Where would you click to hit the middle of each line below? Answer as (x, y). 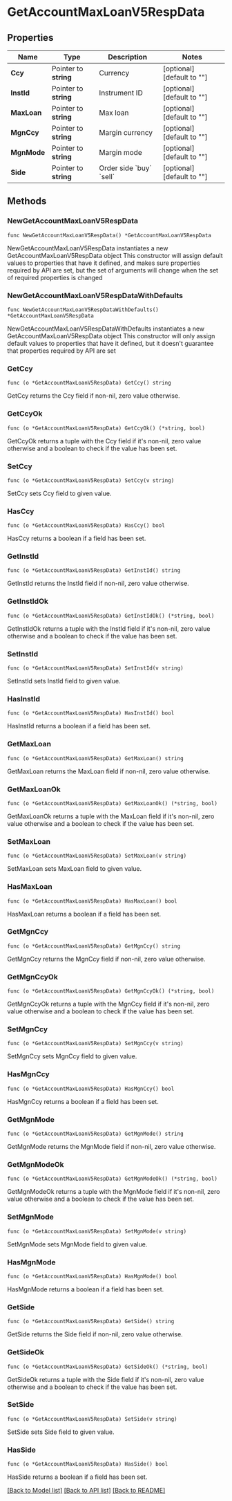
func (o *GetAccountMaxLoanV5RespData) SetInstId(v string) (96, 668)
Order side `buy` (125, 168)
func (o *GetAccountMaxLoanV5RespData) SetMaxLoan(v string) (97, 856)
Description (127, 57)
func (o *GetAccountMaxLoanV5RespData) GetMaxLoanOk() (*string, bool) (112, 803)
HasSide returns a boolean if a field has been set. (77, 1477)
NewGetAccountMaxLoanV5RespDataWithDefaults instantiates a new (106, 329)
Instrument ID (121, 93)
